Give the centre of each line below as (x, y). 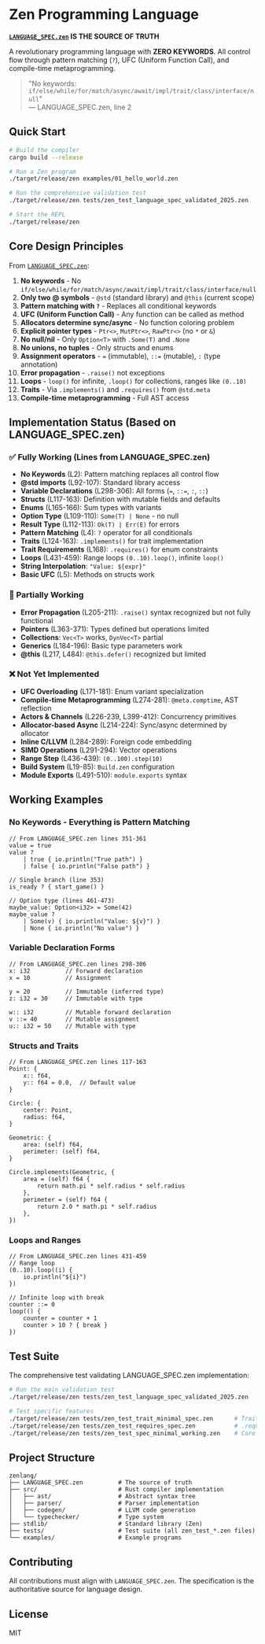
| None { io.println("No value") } (81, 928)
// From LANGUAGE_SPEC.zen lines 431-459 (78, 1257)
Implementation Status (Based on (92, 422)
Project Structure (52, 1457)
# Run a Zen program (43, 172)
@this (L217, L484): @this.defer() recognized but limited (113, 654)
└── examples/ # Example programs (95, 1538)
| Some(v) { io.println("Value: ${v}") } (92, 921)
